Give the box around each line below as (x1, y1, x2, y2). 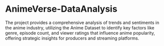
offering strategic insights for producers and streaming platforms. (5, 35, 139, 41)
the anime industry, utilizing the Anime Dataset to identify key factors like (5, 24, 155, 30)
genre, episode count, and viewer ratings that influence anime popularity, (5, 30, 156, 36)
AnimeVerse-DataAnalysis (5, 3, 118, 15)
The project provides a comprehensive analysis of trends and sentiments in (5, 20, 160, 25)
